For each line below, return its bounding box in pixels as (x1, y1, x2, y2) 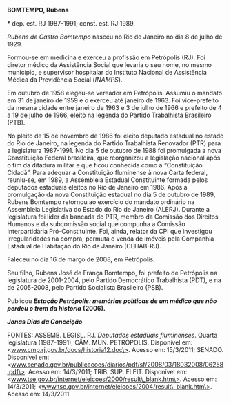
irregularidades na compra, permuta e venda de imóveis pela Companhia (7, 235, 214, 243)
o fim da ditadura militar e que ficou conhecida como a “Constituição (7, 161, 203, 169)
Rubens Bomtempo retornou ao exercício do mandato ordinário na (7, 198, 195, 206)
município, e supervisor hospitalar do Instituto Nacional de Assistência (7, 68, 207, 76)
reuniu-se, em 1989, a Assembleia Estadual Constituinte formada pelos (7, 176, 208, 184)
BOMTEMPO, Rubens (7, 6, 69, 14)
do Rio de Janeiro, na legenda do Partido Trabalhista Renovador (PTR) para (7, 139, 221, 147)
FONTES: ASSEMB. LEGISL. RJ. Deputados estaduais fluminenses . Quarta (7, 331, 218, 339)
